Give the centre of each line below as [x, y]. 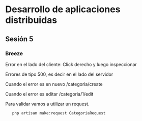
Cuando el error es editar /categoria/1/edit [49, 94]
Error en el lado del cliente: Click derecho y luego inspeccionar [71, 64]
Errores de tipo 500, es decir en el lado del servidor [59, 74]
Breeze [14, 53]
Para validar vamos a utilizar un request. [47, 104]
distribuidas [31, 20]
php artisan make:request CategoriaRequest [59, 113]
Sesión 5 [19, 39]
